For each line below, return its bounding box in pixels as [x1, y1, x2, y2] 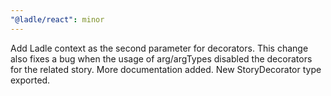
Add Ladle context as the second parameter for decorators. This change [10, 42, 309, 54]
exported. [10, 74, 51, 86]
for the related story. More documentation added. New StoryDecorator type [10, 63, 322, 75]
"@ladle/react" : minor [10, 14, 105, 25]
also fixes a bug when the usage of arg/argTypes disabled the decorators [10, 52, 313, 65]
